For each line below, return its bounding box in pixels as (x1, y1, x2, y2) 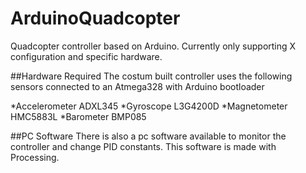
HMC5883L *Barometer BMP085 (10, 110, 147, 122)
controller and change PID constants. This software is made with (10, 140, 277, 152)
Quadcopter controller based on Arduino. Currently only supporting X (10, 40, 297, 52)
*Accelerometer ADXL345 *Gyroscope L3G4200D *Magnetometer (10, 100, 288, 112)
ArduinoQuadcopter (10, 7, 181, 30)
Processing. (10, 151, 60, 163)
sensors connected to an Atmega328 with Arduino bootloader (10, 80, 265, 92)
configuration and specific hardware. (10, 50, 163, 62)
